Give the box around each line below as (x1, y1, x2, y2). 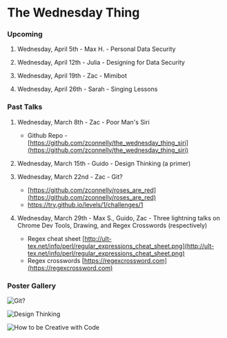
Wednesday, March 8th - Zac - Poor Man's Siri (17, 118, 150, 126)
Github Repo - (27, 131, 68, 139)
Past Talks (7, 102, 43, 112)
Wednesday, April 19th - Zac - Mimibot (17, 72, 128, 80)
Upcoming (7, 30, 43, 39)
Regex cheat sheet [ (27, 234, 85, 242)
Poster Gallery (7, 281, 57, 291)
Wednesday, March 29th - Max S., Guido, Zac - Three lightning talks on (17, 213, 221, 222)
